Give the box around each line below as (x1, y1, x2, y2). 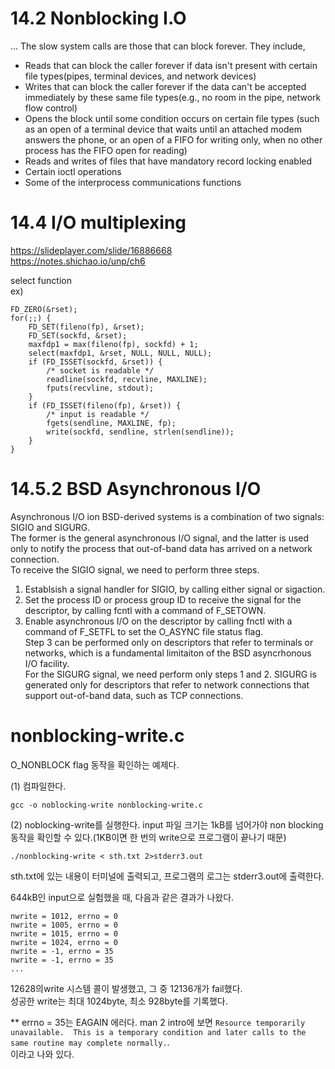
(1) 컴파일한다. (10, 780, 67, 792)
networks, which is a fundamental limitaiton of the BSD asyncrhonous (24, 647, 312, 659)
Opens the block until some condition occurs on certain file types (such (24, 112, 320, 124)
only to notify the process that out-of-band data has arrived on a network (10, 542, 313, 554)
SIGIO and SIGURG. (10, 521, 91, 533)
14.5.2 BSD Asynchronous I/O (10, 478, 262, 501)
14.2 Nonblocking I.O (10, 7, 187, 30)
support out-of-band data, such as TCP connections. (24, 689, 244, 701)
